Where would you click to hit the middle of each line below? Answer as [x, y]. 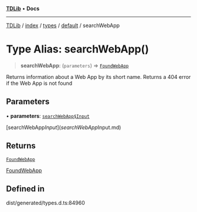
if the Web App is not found [39, 83]
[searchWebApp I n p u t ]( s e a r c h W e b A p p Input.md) [64, 127]
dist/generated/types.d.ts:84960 [45, 203]
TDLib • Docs [23, 9]
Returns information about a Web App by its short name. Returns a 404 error [98, 77]
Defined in [26, 189]
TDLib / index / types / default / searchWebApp [63, 25]
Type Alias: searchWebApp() [78, 49]
